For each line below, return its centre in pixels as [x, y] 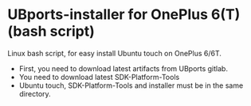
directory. [35, 93]
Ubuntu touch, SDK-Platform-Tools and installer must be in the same [131, 85]
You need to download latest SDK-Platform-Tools [99, 77]
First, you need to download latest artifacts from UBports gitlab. [124, 68]
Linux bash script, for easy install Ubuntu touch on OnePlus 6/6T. [115, 53]
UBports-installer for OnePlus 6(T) [124, 15]
